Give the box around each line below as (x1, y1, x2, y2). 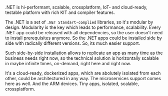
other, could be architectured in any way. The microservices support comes (5, 76, 161, 81)
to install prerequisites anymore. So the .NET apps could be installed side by (5, 35, 162, 41)
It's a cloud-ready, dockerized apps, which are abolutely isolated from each (5, 70, 161, 76)
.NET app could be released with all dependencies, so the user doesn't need (5, 30, 163, 35)
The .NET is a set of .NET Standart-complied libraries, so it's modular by (5, 19, 153, 25)
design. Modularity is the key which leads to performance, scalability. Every (5, 24, 161, 30)
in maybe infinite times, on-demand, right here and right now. (5, 61, 131, 66)
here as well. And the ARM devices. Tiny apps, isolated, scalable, (5, 81, 139, 87)
